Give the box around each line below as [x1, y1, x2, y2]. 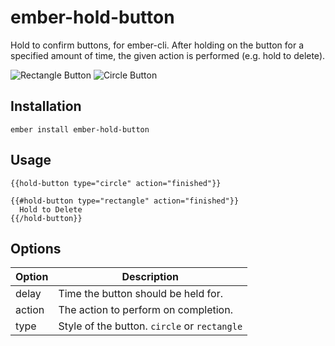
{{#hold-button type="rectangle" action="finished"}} [10, 196, 240, 206]
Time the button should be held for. [58, 287, 223, 301]
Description [121, 270, 179, 284]
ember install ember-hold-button [10, 124, 150, 135]
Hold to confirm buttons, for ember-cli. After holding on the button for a [10, 39, 305, 51]
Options [10, 240, 62, 257]
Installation [10, 98, 82, 115]
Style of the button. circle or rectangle [58, 319, 243, 333]
